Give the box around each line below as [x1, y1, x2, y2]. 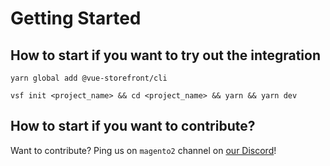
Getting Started [10, 7, 142, 30]
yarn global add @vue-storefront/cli [10, 73, 168, 83]
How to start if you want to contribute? [10, 118, 256, 135]
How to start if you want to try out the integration [10, 47, 322, 64]
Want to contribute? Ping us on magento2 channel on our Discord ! [10, 144, 277, 156]
